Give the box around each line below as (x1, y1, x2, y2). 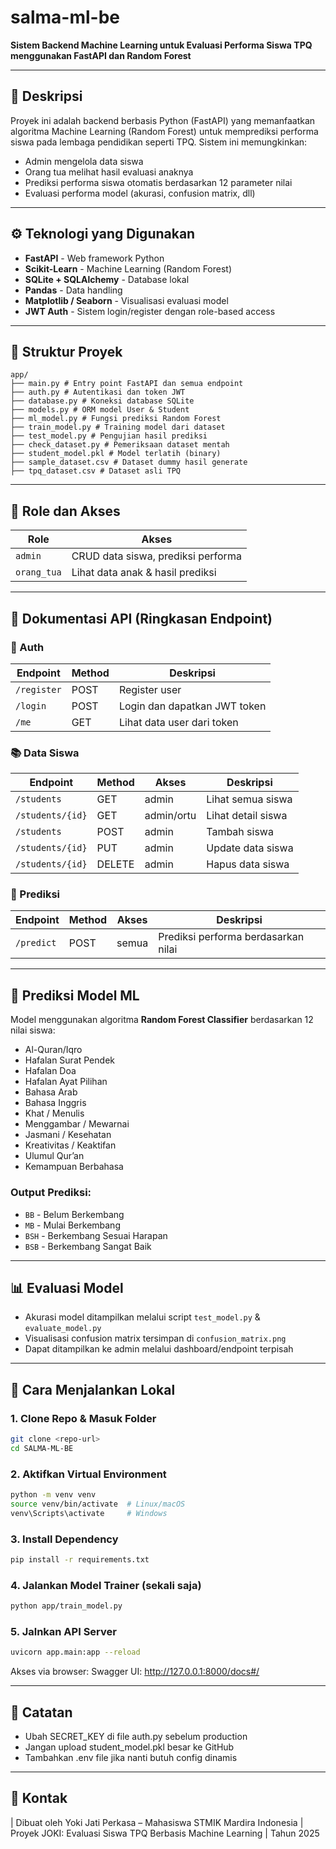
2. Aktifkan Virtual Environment (10, 1467, 167, 1481)
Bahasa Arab (24, 1086, 78, 1098)
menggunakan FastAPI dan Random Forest (10, 49, 192, 61)
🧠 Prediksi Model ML (10, 987, 140, 1004)
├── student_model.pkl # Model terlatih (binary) (10, 449, 222, 459)
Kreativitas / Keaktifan (24, 1139, 117, 1151)
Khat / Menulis (24, 1107, 85, 1120)
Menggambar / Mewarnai (24, 1118, 130, 1130)
